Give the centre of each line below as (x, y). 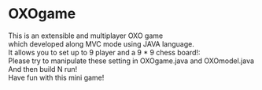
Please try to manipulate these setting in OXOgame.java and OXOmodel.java (131, 61)
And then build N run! (43, 69)
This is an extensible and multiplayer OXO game (86, 36)
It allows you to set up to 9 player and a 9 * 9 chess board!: (104, 52)
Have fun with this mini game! (56, 77)
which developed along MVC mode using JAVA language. (101, 43)
